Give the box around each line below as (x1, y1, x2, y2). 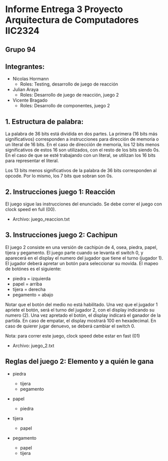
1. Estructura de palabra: (5, 117, 84, 126)
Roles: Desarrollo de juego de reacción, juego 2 (20, 92, 119, 98)
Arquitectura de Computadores (5, 14, 139, 26)
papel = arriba (12, 281, 42, 287)
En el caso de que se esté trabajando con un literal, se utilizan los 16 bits (5, 152, 156, 158)
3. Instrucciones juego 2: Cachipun (5, 231, 118, 239)
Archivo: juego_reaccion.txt (12, 216, 70, 222)
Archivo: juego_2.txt (12, 343, 54, 349)
